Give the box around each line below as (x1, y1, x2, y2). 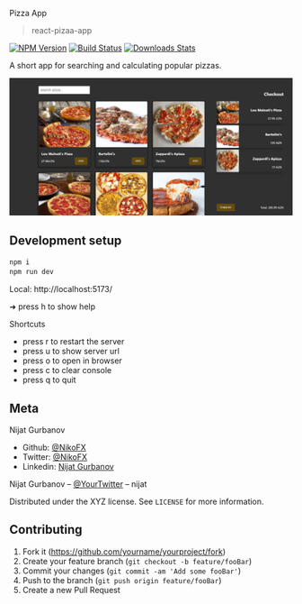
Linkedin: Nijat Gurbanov (22, 462, 114, 471)
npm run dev (9, 268, 54, 277)
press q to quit (22, 374, 76, 386)
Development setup (9, 233, 122, 249)
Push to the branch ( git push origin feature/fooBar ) (22, 574, 222, 585)
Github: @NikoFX (22, 442, 87, 453)
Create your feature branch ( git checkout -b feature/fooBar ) (22, 555, 253, 566)
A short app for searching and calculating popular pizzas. (9, 60, 222, 70)
